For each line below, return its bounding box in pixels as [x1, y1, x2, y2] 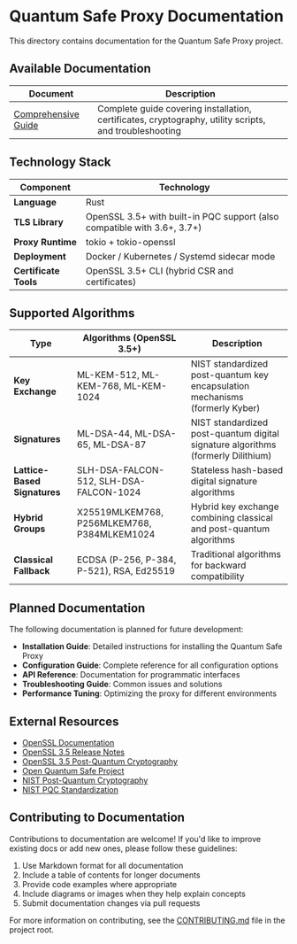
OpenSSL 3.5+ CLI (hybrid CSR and [85, 264, 234, 276]
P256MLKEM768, [76, 517, 152, 530]
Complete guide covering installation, [96, 102, 252, 114]
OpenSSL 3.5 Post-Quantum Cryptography [21, 756, 179, 767]
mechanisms [190, 391, 244, 404]
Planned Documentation [9, 600, 146, 615]
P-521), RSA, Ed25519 [76, 565, 175, 577]
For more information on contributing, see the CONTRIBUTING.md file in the [9, 915, 286, 925]
